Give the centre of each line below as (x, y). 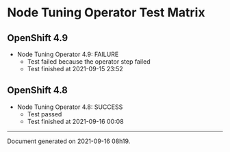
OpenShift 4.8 (38, 90)
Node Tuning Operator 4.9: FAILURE (68, 54)
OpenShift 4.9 (38, 38)
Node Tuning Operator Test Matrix (106, 13)
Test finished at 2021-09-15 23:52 (75, 69)
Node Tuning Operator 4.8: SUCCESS (70, 107)
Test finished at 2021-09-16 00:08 (76, 121)
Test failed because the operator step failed (89, 62)
